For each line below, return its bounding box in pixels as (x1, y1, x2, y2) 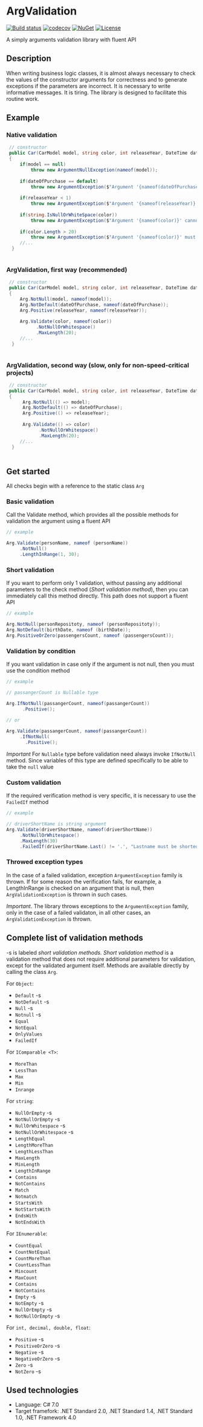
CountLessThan (14, 1261, 51, 1268)
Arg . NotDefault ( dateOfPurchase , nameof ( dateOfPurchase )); (19, 301, 169, 308)
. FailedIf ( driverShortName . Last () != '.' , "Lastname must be (19, 843, 177, 849)
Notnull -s (14, 1011, 41, 1018)
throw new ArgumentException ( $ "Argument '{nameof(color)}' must (30, 234, 196, 240)
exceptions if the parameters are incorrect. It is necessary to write (6, 82, 171, 89)
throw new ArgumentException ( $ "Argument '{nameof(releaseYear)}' (30, 201, 199, 207)
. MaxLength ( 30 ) (19, 838, 59, 844)
